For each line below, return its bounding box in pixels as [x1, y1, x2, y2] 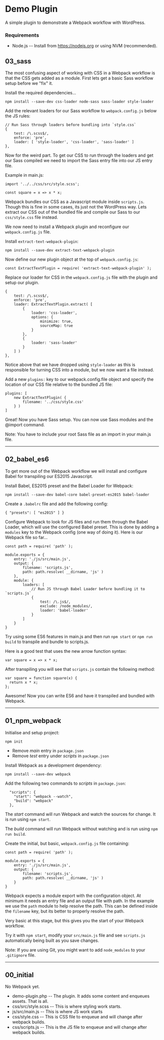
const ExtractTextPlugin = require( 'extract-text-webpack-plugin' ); [5, 266, 152, 271]
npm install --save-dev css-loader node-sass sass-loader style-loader [5, 99, 154, 104]
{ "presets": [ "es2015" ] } [5, 510, 64, 515]
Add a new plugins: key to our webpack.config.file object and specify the [5, 376, 154, 382]
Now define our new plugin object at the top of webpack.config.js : [5, 256, 139, 262]
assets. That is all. [12, 998, 49, 1004]
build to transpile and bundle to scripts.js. [5, 639, 89, 645]
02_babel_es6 [5, 455, 49, 463]
